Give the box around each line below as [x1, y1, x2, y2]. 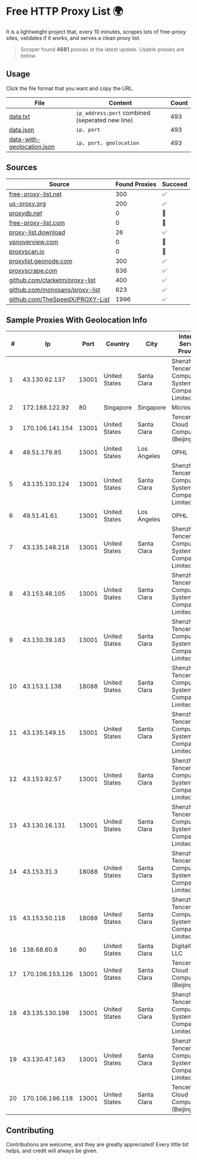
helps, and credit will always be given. [6, 1147, 98, 1154]
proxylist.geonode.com [9, 257, 73, 265]
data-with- [9, 135, 41, 143]
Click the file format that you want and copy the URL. [6, 85, 134, 92]
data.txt [9, 112, 30, 121]
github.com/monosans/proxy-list [9, 285, 101, 294]
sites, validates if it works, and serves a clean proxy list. [6, 34, 141, 41]
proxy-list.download [9, 228, 66, 236]
